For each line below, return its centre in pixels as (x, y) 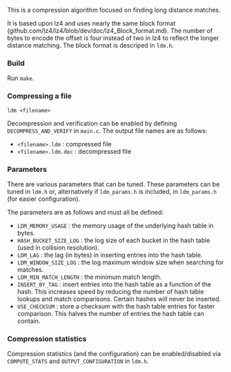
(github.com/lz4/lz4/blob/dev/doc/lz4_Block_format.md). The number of (110, 31)
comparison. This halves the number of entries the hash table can (111, 313)
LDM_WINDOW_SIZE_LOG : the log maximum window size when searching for (120, 262)
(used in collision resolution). (58, 247)
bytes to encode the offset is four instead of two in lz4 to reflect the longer (113, 38)
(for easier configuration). (44, 199)
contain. (29, 321)
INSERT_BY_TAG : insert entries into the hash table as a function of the (114, 284)
